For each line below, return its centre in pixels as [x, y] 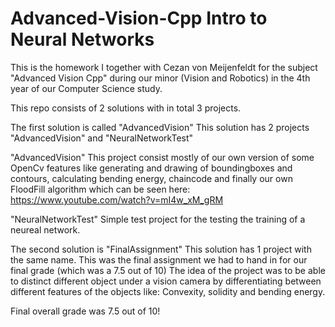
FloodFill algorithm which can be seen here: [100, 189]
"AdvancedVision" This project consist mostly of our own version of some [162, 157]
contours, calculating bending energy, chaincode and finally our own [151, 178]
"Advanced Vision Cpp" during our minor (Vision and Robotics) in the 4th [160, 78]
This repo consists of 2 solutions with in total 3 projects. [126, 108]
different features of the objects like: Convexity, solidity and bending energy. [168, 291]
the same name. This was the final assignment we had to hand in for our [159, 259]
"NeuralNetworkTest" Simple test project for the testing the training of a [158, 219]
